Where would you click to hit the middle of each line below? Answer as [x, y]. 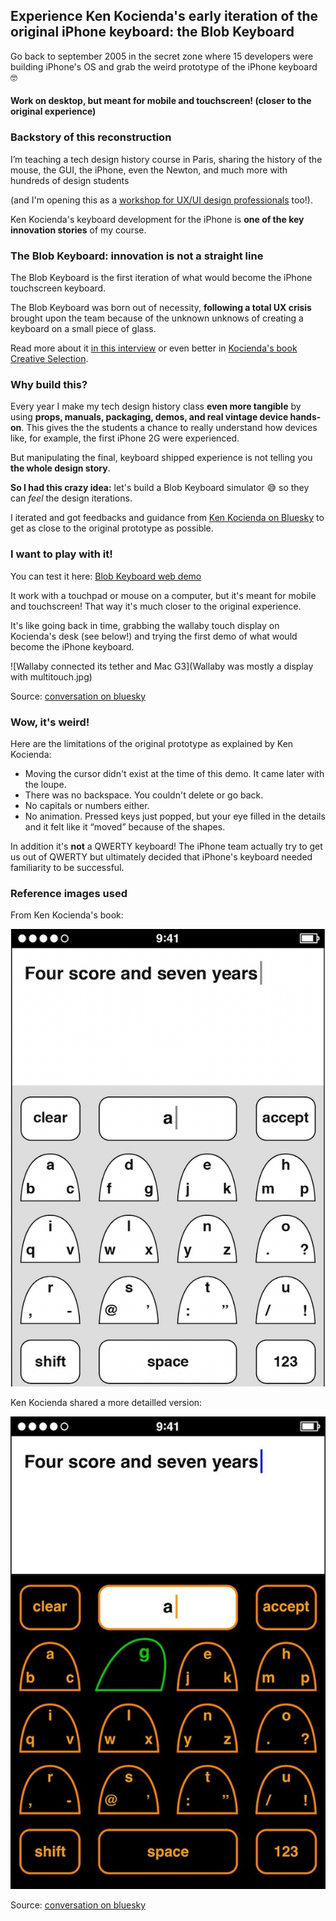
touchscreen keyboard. [58, 288]
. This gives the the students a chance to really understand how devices [169, 428]
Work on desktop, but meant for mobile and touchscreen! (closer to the [161, 101]
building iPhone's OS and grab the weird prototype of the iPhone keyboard [164, 66]
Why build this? [49, 384]
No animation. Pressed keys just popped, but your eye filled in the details [175, 816]
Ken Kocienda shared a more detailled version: [106, 1402]
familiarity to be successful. [67, 867]
